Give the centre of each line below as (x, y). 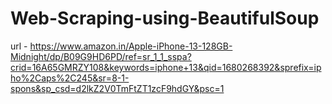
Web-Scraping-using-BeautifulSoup (165, 18)
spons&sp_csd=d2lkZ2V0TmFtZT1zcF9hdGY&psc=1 (117, 88)
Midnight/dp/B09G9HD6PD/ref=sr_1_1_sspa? (101, 56)
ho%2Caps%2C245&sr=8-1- (70, 78)
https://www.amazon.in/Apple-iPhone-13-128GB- (131, 46)
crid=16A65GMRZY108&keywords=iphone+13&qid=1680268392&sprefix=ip (166, 67)
